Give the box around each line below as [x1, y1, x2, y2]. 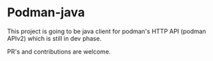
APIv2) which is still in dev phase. [7, 34, 102, 42]
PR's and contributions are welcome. [7, 47, 111, 56]
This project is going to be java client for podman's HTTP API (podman [7, 27, 207, 35]
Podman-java [7, 5, 86, 20]
